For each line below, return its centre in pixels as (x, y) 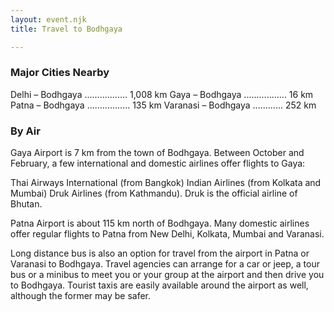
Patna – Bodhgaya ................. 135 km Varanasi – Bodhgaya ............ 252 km (163, 105)
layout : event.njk (48, 19)
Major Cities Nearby (60, 73)
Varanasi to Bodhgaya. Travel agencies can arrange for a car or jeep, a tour (165, 264)
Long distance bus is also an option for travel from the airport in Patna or (160, 253)
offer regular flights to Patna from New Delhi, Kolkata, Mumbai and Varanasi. (167, 234)
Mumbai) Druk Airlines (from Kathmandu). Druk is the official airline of (154, 193)
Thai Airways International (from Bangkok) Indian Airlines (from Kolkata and (166, 183)
